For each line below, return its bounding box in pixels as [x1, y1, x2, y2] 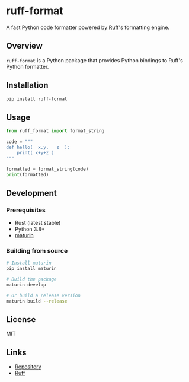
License [6, 314, 36, 324]
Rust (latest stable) [14, 219, 61, 227]
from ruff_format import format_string [6, 128, 105, 134]
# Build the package [6, 276, 57, 282]
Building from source [6, 246, 68, 254]
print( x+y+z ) [17, 149, 55, 155]
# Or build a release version [6, 292, 81, 298]
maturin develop [6, 282, 46, 288]
